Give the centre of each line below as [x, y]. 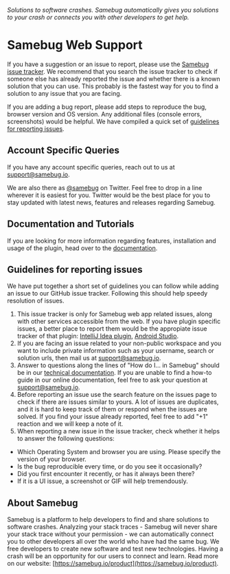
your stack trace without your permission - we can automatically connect [111, 534]
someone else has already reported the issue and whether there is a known [114, 79]
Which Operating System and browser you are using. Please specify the [119, 452]
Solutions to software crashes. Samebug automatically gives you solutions [113, 10]
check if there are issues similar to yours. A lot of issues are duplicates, [118, 402]
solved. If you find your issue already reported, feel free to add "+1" [113, 417]
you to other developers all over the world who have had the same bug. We [113, 542]
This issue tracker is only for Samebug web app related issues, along [115, 314]
